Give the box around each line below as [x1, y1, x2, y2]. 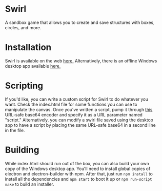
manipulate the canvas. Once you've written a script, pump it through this [5, 106, 153, 113]
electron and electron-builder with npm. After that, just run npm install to [5, 171, 153, 176]
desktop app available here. [5, 63, 61, 69]
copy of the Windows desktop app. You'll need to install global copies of [5, 166, 150, 172]
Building [5, 145, 40, 155]
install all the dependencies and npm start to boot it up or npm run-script [5, 176, 152, 182]
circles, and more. [5, 24, 41, 30]
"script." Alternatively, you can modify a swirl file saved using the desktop [5, 117, 154, 123]
